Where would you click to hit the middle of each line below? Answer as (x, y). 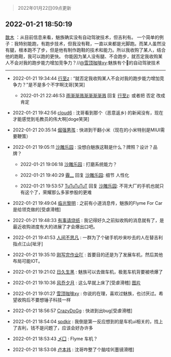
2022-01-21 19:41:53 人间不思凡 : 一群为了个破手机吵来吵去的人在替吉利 (88, 237)
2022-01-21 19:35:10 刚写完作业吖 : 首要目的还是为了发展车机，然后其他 (88, 255)
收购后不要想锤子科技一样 (44, 299)
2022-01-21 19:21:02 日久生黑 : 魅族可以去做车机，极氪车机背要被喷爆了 (88, 271)
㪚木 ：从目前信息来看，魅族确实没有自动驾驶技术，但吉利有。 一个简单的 (82, 37)
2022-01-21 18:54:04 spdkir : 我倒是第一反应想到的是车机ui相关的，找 (85, 321)
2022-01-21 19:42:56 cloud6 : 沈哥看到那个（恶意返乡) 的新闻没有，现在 (88, 113)
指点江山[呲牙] (28, 243)
